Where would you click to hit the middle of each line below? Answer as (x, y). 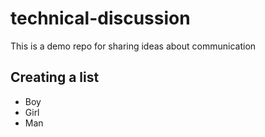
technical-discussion (100, 18)
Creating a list (55, 77)
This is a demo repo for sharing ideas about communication (133, 46)
